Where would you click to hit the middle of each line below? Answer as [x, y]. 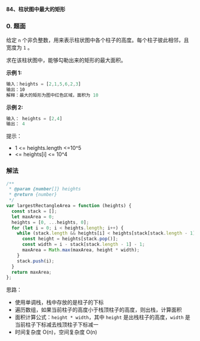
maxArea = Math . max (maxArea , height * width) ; [81, 250]
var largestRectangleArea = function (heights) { [69, 206]
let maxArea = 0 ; [33, 217]
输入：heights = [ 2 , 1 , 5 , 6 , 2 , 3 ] [44, 84]
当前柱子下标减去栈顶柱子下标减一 [57, 325]
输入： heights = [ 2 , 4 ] [34, 118]
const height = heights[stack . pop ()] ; [70, 239]
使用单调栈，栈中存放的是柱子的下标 [59, 302]
